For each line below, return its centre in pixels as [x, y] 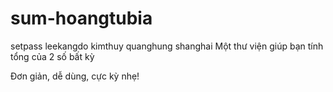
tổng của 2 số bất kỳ [52, 56]
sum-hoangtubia [81, 18]
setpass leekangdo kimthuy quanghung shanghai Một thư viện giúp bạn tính [167, 46]
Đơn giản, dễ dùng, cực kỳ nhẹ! [75, 76]
